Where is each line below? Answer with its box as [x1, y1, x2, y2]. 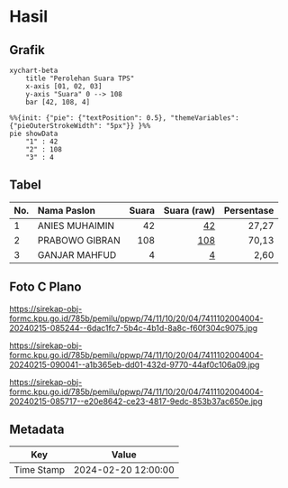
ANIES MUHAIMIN [37, 219, 115, 232]
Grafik [9, 42, 45, 58]
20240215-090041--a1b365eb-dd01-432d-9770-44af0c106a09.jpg [9, 359, 260, 370]
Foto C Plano [9, 280, 82, 295]
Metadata [9, 422, 65, 437]
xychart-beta [9, 66, 58, 75]
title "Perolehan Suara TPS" [25, 74, 135, 83]
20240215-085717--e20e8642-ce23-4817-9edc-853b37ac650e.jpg [9, 395, 263, 407]
